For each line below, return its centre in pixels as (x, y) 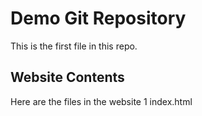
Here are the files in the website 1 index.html (101, 101)
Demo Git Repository (98, 18)
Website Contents (67, 77)
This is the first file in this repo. (74, 46)
